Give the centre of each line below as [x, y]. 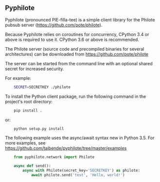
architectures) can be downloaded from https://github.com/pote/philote [77, 54]
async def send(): [32, 166]
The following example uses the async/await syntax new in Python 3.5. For [80, 138]
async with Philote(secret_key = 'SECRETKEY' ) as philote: [81, 171]
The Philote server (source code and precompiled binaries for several [75, 49]
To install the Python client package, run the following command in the [76, 96]
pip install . [28, 110]
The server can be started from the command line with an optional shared [79, 63]
